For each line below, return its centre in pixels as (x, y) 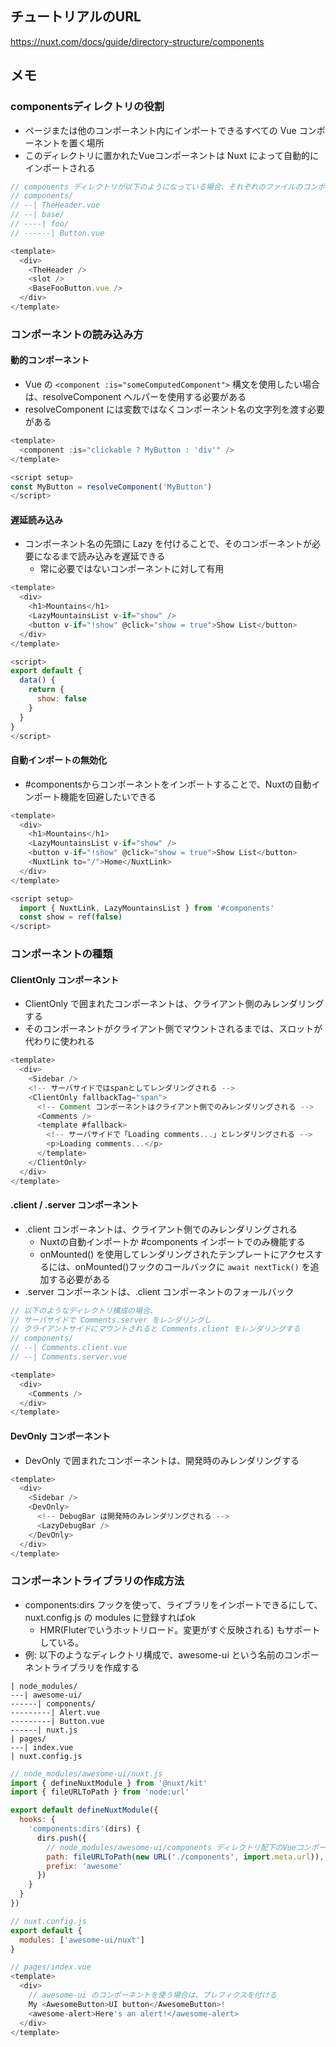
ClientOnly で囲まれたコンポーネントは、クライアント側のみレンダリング (174, 1004)
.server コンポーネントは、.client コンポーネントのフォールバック (159, 1291)
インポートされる (60, 168)
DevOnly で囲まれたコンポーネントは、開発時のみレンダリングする (162, 1460)
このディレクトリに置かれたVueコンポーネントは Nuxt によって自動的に (171, 155)
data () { (37, 680)
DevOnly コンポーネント (60, 1436)
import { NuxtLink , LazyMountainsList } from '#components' (147, 908)
